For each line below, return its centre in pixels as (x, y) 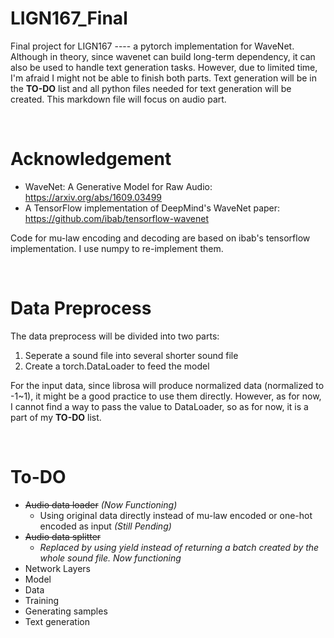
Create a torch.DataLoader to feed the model (117, 366)
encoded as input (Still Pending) (105, 526)
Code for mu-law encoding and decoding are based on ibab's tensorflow (160, 238)
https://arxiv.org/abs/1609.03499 (93, 197)
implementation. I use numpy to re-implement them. (117, 248)
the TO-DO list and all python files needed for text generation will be (151, 88)
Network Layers (57, 568)
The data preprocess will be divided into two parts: (115, 336)
